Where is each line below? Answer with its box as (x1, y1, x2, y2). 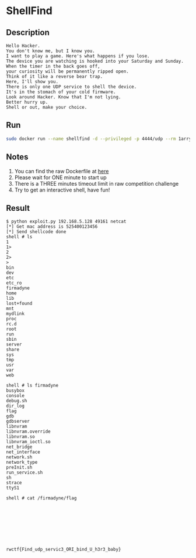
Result (6, 203, 30, 213)
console (6, 393, 25, 399)
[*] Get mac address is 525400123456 (6, 224, 98, 230)
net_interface (6, 449, 41, 455)
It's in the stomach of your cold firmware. (6, 89, 116, 95)
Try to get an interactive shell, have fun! (14, 186, 110, 193)
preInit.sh (6, 464, 33, 471)
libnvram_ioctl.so (6, 439, 51, 445)
